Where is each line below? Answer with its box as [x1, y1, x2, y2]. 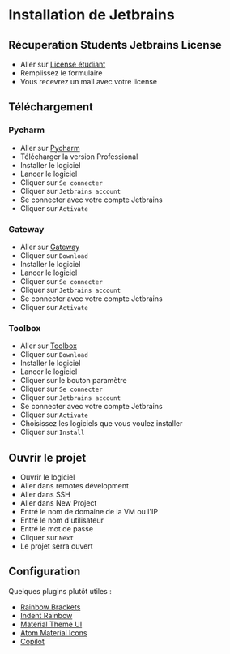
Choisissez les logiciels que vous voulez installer [19, 419, 183, 428]
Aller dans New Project [19, 498, 97, 508]
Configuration [8, 565, 81, 579]
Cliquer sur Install [19, 428, 85, 437]
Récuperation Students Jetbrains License [8, 38, 223, 52]
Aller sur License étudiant [19, 59, 106, 69]
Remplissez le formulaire [19, 68, 103, 78]
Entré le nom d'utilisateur [19, 515, 104, 525]
